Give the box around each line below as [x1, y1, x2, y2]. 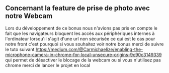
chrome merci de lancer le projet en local [5, 62, 91, 68]
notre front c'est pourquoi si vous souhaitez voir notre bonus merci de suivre [5, 41, 164, 47]
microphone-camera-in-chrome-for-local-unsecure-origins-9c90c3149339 [5, 51, 162, 57]
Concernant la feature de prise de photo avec [5, 4, 150, 12]
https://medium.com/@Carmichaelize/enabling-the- [35, 46, 143, 52]
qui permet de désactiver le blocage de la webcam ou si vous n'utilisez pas [5, 57, 161, 63]
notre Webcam [5, 12, 53, 20]
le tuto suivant [5, 46, 35, 52]
